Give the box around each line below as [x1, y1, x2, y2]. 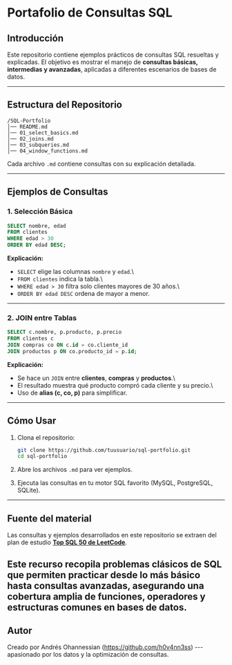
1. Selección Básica [7, 207, 73, 217]
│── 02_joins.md [7, 135, 54, 142]
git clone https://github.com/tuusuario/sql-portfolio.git [17, 446, 191, 453]
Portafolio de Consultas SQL [7, 5, 173, 21]
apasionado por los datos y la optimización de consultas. [7, 651, 169, 659]
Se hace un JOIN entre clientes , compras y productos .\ [17, 374, 176, 382]
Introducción [7, 32, 64, 44]
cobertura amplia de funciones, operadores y [7, 590, 206, 602]
